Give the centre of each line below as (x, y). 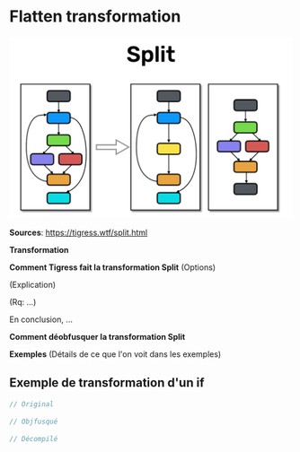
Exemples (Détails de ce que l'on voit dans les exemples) (115, 354)
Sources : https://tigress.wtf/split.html (79, 233)
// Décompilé (34, 439)
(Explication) (33, 285)
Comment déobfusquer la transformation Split (97, 337)
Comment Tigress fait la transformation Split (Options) (113, 267)
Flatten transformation (95, 17)
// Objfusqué (34, 422)
